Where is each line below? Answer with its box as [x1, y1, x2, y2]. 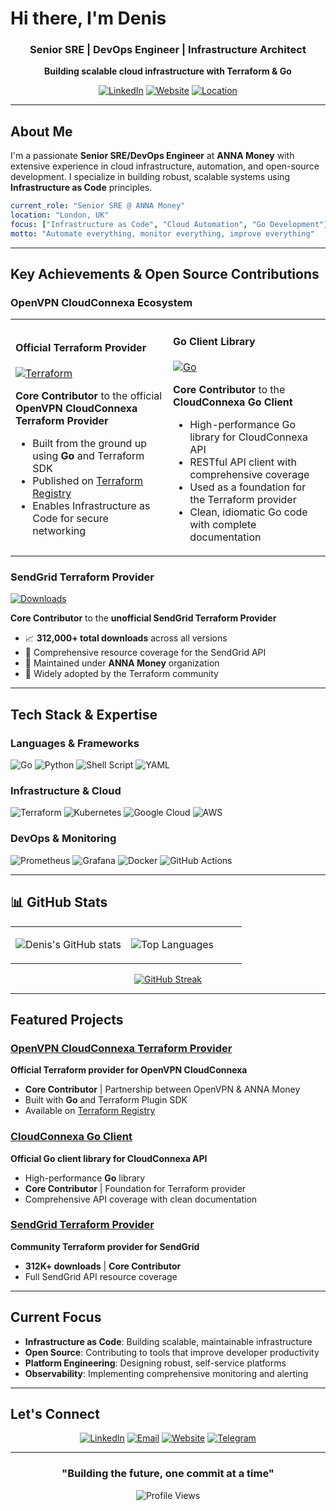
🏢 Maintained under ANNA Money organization [24, 657, 220, 669]
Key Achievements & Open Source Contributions [10, 266, 320, 283]
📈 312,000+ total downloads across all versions [24, 632, 228, 644]
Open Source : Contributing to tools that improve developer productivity [24, 1346, 320, 1358]
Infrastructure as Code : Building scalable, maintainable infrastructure [24, 1335, 313, 1347]
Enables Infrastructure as [32, 499, 151, 513]
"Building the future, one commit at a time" [61, 1467, 275, 1481]
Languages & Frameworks [10, 736, 140, 750]
